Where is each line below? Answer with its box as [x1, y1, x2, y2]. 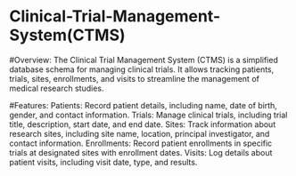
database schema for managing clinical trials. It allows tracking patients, [9, 64, 275, 75]
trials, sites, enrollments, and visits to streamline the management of [9, 73, 260, 84]
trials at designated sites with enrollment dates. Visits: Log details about [9, 147, 273, 157]
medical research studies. [9, 83, 104, 93]
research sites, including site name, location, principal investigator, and [9, 128, 270, 139]
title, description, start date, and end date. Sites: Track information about [9, 118, 276, 130]
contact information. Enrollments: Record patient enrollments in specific [9, 138, 273, 148]
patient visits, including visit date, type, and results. [9, 156, 198, 167]
